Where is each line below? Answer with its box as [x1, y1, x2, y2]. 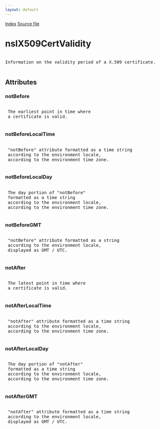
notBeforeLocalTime [5, 131, 56, 138]
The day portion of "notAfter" [7, 362, 83, 367]
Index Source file [5, 21, 39, 27]
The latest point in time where [7, 280, 86, 286]
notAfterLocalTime [5, 302, 52, 309]
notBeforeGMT [5, 221, 42, 228]
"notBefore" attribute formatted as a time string [7, 147, 133, 153]
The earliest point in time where [7, 109, 91, 115]
